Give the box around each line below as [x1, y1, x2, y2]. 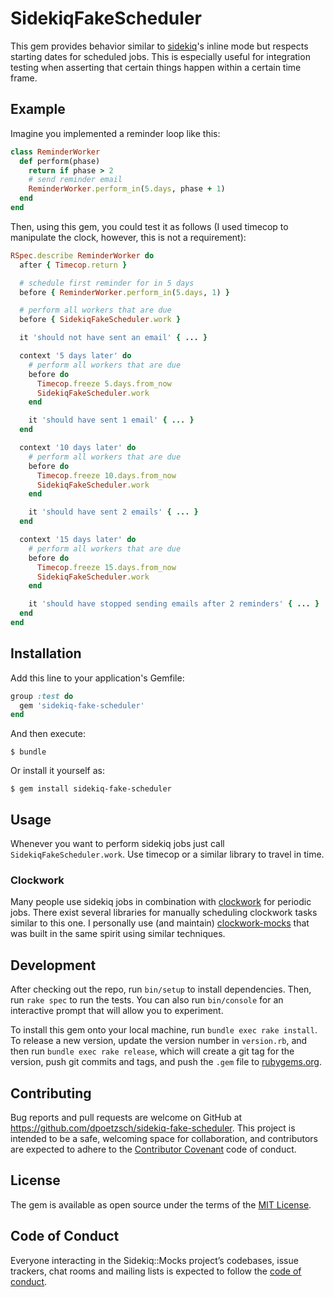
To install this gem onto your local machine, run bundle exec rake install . [10, 1024, 318, 1036]
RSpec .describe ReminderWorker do [10, 250, 155, 261]
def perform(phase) [19, 156, 101, 166]
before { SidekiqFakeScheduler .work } [19, 315, 182, 325]
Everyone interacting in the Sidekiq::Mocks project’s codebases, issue [10, 1254, 299, 1266]
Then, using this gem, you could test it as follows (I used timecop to [10, 220, 289, 232]
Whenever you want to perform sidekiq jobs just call [10, 838, 225, 850]
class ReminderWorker [10, 147, 101, 157]
